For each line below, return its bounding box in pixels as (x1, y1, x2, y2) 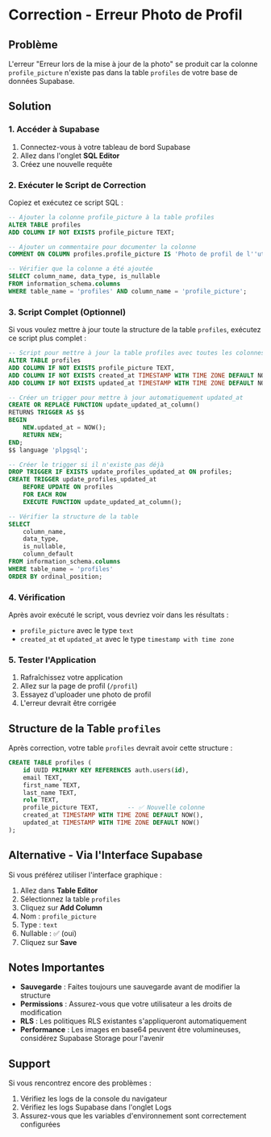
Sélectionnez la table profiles (19, 893, 121, 904)
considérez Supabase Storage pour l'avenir (19, 1034, 165, 1043)
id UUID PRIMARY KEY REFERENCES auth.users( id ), (23, 766, 190, 774)
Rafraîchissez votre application (19, 673, 123, 682)
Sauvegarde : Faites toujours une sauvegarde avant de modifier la (19, 982, 240, 992)
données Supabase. (8, 77, 75, 85)
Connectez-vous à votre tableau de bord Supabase (19, 142, 191, 152)
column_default (23, 550, 74, 558)
